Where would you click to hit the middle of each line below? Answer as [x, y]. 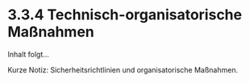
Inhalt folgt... [29, 54]
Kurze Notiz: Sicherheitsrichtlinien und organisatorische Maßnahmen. [123, 69]
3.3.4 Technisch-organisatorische [125, 15]
